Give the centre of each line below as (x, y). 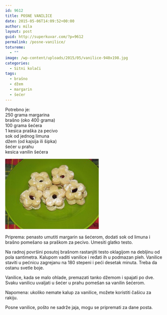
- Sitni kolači (25, 68)
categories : (17, 63)
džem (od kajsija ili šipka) (31, 141)
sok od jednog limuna (27, 136)
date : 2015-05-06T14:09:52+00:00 (40, 21)
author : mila (19, 26)
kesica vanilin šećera (27, 152)
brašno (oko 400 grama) (30, 120)
